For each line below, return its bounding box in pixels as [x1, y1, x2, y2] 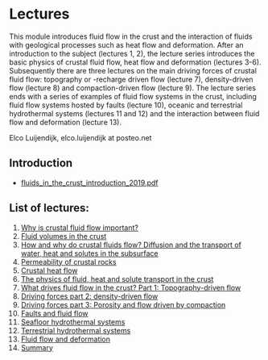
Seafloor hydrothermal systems [20, 316, 126, 327]
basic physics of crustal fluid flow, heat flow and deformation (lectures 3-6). [9, 57, 262, 67]
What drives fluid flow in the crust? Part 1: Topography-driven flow [20, 283, 241, 292]
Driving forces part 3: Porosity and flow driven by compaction [20, 299, 226, 309]
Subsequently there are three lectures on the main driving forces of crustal [9, 65, 257, 75]
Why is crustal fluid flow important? [20, 223, 139, 232]
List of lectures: [9, 201, 89, 215]
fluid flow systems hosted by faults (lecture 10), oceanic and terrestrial [9, 100, 243, 110]
